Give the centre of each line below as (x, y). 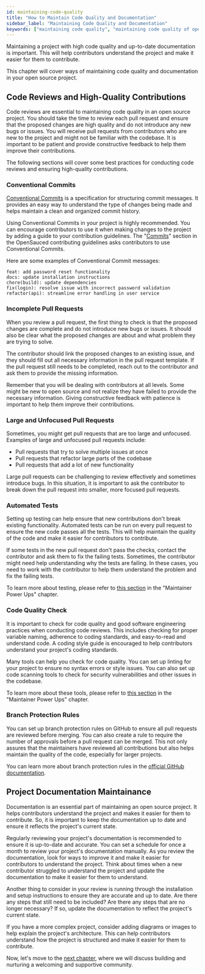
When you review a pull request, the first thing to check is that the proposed (102, 322)
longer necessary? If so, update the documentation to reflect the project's (99, 908)
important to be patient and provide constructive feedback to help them (96, 144)
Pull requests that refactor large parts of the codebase (83, 458)
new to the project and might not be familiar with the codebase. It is (91, 138)
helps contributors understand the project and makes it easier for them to (99, 813)
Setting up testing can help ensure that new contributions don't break (94, 519)
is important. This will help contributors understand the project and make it (100, 53)
